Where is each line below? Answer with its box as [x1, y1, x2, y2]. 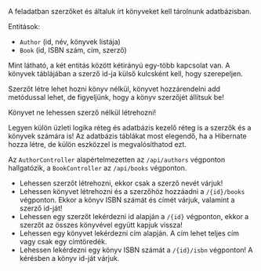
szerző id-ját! [19, 203, 63, 213]
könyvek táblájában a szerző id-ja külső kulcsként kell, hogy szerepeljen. [8, 69, 243, 78]
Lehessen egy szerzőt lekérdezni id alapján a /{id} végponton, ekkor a [19, 212, 249, 221]
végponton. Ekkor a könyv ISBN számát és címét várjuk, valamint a [19, 196, 235, 204]
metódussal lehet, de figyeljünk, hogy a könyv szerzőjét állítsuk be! [8, 93, 225, 101]
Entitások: [8, 22, 41, 31]
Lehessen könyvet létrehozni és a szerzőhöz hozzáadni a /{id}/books [19, 187, 245, 196]
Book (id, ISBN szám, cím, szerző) [19, 46, 127, 54]
